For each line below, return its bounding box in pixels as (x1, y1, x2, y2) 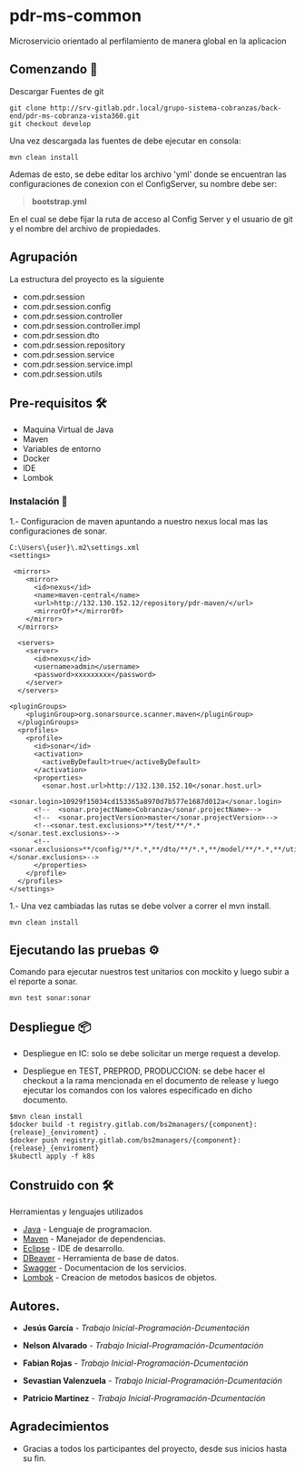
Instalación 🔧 (9, 495, 68, 508)
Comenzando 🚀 (9, 62, 98, 77)
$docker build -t (9, 1120, 75, 1130)
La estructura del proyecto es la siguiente (9, 273, 165, 284)
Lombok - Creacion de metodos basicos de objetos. (22, 1272, 218, 1283)
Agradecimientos (9, 1419, 110, 1435)
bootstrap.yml (31, 196, 87, 207)
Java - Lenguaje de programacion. (22, 1224, 152, 1235)
